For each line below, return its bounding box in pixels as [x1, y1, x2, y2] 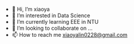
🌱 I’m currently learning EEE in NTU [11, 18, 99, 25]
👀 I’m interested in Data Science [11, 12, 91, 19]
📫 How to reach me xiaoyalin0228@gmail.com [11, 32, 128, 38]
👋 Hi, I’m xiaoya [11, 6, 50, 12]
